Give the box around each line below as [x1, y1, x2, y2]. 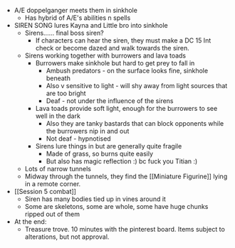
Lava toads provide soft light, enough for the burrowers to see [35, 104, 218, 112]
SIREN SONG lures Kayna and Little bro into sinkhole [14, 21, 169, 29]
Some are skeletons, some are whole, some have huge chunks [24, 203, 209, 210]
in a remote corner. [24, 180, 81, 188]
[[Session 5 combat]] [14, 188, 77, 195]
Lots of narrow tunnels [24, 165, 91, 173]
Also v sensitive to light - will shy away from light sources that [46, 82, 228, 90]
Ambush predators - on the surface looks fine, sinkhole [46, 67, 209, 75]
